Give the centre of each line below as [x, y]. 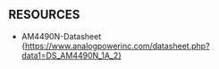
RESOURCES [44, 15]
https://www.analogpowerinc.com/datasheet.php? [118, 46]
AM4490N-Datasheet [61, 36]
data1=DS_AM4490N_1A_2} [72, 55]
